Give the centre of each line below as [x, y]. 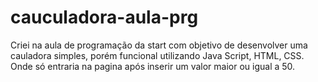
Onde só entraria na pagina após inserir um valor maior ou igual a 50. [153, 66]
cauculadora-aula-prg [104, 17]
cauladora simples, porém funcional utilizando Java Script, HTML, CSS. [157, 55]
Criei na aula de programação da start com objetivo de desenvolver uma [159, 45]
